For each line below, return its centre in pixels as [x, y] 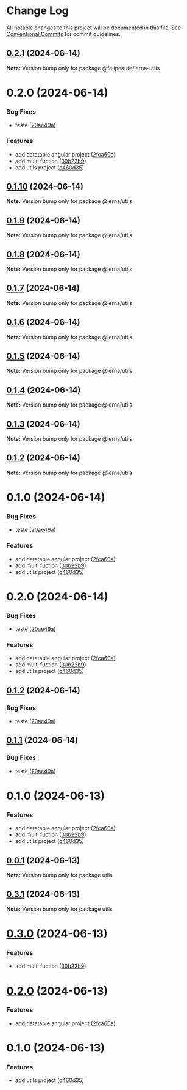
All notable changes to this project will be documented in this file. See [94, 28]
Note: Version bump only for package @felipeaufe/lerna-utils [83, 68]
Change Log [37, 11]
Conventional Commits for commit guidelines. [63, 34]
